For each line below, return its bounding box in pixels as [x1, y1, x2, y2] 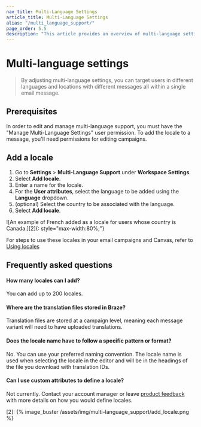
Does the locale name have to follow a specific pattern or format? [6, 337, 172, 344]
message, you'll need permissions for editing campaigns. [6, 135, 147, 143]
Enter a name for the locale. [14, 181, 84, 189]
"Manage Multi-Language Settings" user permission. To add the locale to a [6, 129, 191, 136]
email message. [20, 89, 60, 96]
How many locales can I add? [6, 277, 80, 284]
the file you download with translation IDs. [6, 363, 110, 370]
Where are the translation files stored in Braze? [6, 304, 126, 311]
